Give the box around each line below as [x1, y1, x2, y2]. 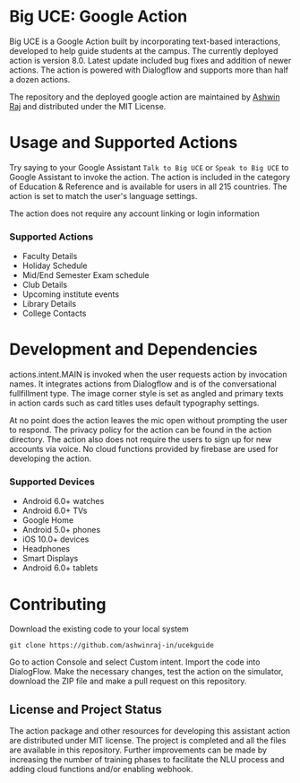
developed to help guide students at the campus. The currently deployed [9, 45, 279, 56]
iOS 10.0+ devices [21, 534, 90, 544]
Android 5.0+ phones [21, 525, 101, 535]
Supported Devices [9, 475, 96, 488]
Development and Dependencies [9, 339, 258, 360]
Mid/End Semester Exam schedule [21, 270, 150, 281]
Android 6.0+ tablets [21, 562, 99, 573]
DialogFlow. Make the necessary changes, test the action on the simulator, [9, 666, 284, 677]
